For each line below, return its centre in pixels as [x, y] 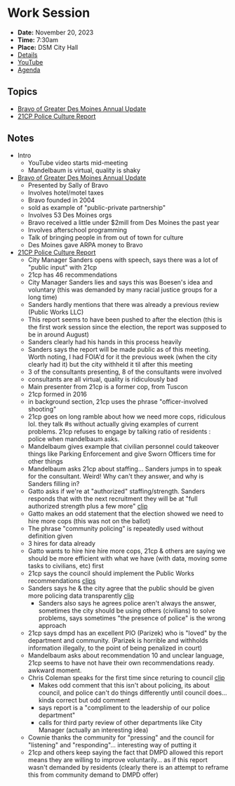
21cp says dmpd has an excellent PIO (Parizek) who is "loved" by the [127, 633]
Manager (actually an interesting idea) [93, 730]
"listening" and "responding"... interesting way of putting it [112, 745]
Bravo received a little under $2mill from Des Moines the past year [123, 222]
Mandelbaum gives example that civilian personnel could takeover [123, 446]
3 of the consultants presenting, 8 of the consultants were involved [125, 372]
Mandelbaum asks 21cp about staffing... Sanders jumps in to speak [125, 469]
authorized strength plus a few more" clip [88, 506]
